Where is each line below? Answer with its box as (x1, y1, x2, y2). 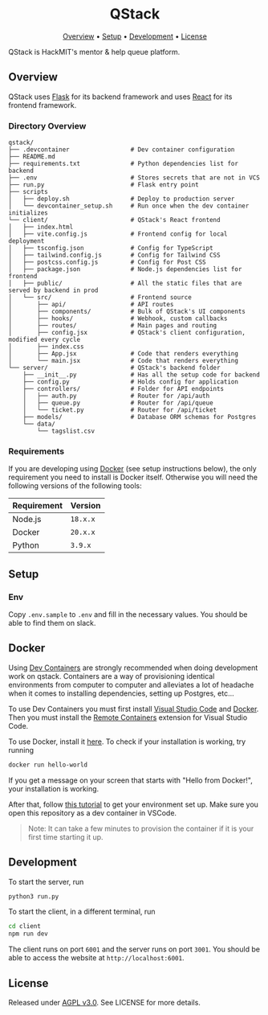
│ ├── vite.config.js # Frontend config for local (8, 230, 228, 238)
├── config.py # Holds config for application (22, 378, 239, 386)
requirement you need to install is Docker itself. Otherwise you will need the (8, 472, 258, 483)
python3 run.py (8, 892, 59, 901)
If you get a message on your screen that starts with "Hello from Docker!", (8, 775, 253, 785)
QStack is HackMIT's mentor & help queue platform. (8, 47, 181, 56)
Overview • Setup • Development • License (63, 31, 207, 41)
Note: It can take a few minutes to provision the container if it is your (27, 824, 254, 833)
